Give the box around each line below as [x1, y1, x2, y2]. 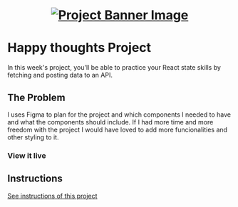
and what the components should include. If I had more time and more [7, 117, 214, 126]
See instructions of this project [7, 191, 98, 200]
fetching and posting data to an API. [7, 71, 113, 80]
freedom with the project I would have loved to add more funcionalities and [7, 125, 228, 134]
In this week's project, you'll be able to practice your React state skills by [7, 63, 221, 72]
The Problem [7, 91, 66, 103]
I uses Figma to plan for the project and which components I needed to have [7, 110, 232, 119]
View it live [7, 150, 46, 160]
